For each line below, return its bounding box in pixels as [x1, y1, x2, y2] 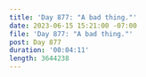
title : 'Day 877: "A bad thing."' [9, 12, 138, 22]
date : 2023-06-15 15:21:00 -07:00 [9, 21, 138, 30]
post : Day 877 [9, 37, 62, 47]
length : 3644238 [9, 54, 69, 63]
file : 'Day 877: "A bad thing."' [9, 29, 134, 38]
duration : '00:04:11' [9, 46, 90, 55]
